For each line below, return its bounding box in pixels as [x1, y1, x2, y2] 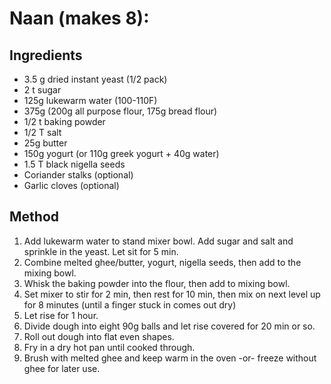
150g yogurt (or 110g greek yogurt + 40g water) [23, 148, 220, 159]
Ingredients [9, 47, 83, 64]
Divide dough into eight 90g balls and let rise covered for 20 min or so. [23, 320, 316, 332]
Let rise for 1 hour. [23, 309, 99, 321]
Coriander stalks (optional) [23, 169, 134, 181]
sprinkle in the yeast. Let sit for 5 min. [23, 245, 179, 257]
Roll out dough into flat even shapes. [23, 330, 175, 342]
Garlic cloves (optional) [23, 180, 120, 191]
